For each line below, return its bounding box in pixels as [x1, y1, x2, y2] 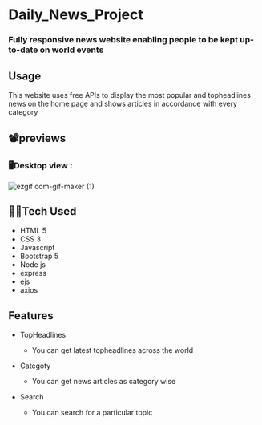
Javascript [19, 243, 55, 253]
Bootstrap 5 [19, 251, 59, 261]
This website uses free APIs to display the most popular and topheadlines [8, 90, 251, 99]
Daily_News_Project [8, 6, 144, 24]
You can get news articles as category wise [31, 377, 176, 387]
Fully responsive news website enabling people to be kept [8, 34, 239, 46]
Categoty [19, 361, 51, 370]
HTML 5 [19, 226, 47, 236]
